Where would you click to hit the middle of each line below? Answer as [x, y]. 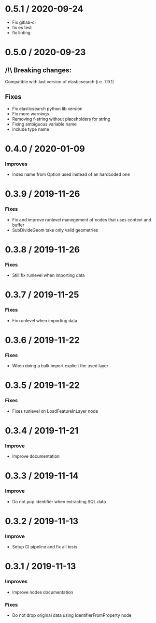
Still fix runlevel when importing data [48, 275]
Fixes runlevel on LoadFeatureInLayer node [55, 411]
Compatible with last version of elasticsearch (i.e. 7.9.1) [60, 81]
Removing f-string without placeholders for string [61, 119]
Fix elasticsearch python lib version [47, 109]
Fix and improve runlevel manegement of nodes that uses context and [82, 219]
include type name [30, 129]
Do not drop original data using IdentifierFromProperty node [72, 615]
